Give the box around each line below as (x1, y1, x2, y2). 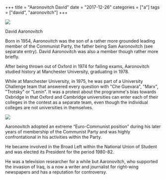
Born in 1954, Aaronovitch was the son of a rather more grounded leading (5, 38, 155, 44)
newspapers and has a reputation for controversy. (5, 169, 108, 175)
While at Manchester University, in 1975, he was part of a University (5, 78, 143, 84)
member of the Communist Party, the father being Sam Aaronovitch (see (5, 43, 153, 49)
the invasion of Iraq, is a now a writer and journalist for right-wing (5, 164, 139, 170)
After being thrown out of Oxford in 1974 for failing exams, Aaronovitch (5, 63, 150, 69)
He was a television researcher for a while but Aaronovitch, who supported (5, 159, 158, 164)
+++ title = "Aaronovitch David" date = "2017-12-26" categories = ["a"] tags (5, 4, 160, 10)
